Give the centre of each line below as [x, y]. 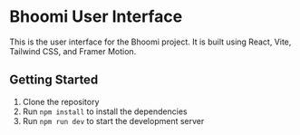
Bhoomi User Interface [96, 17]
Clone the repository [61, 101]
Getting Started [54, 80]
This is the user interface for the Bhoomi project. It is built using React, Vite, [150, 42]
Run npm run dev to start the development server [113, 121]
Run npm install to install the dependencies [105, 111]
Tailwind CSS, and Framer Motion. [73, 51]
